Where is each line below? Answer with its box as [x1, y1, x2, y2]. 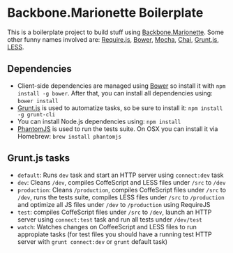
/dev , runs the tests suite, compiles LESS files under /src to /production [17, 193, 225, 201]
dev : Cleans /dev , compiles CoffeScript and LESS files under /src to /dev [17, 178, 226, 186]
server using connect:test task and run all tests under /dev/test [17, 215, 202, 224]
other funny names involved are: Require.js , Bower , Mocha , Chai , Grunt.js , [7, 35, 220, 43]
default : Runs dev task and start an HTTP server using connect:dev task [17, 171, 224, 179]
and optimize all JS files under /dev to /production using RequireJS [17, 200, 211, 208]
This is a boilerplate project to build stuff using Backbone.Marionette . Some [7, 28, 225, 36]
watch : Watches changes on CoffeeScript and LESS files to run [17, 222, 197, 231]
